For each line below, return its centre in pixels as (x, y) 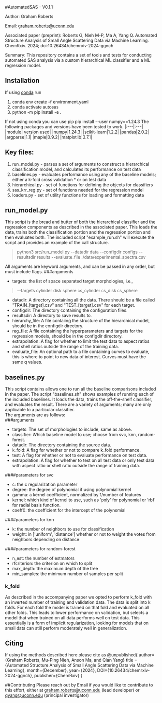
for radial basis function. (36, 505)
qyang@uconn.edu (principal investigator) (47, 695)
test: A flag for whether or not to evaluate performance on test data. (80, 455)
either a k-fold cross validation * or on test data (59, 179)
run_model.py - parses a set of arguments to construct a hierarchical (81, 164)
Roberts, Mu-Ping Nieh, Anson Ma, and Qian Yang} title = (81, 660)
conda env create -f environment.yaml (50, 102)
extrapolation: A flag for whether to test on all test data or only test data (83, 460)
